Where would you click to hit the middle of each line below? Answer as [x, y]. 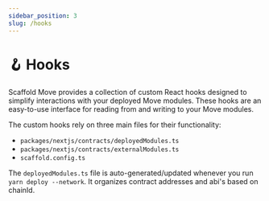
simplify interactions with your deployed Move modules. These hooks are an [135, 100]
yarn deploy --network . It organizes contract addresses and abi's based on [134, 182]
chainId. [22, 191]
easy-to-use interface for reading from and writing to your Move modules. [131, 109]
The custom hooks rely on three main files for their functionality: [115, 125]
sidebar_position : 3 [43, 16]
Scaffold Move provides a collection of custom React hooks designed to [128, 92]
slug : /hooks [30, 23]
